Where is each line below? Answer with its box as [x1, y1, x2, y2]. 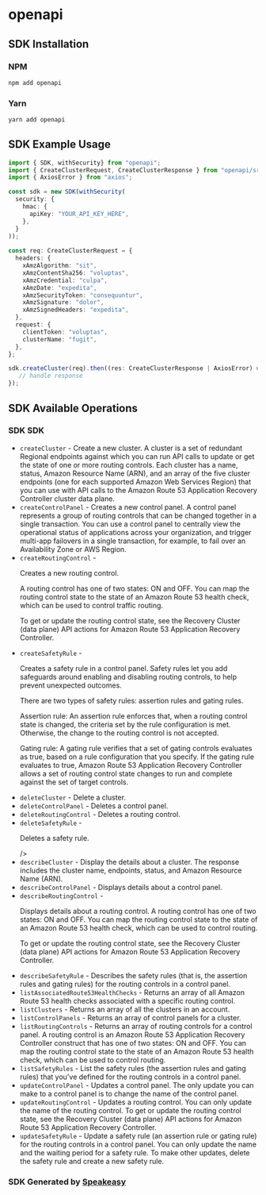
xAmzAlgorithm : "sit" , [22, 262, 97, 270]
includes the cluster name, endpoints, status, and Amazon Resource [19, 865, 242, 875]
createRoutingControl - [19, 553, 97, 562]
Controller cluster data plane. [19, 494, 115, 503]
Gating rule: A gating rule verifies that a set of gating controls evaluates [19, 743, 253, 753]
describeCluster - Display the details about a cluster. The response [19, 857, 240, 866]
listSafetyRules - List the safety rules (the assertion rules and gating [19, 1063, 247, 1073]
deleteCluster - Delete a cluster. [19, 792, 127, 802]
